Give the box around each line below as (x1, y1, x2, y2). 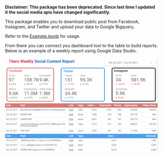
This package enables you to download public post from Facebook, (5, 19, 140, 24)
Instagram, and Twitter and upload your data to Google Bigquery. (5, 24, 135, 30)
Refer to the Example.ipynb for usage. (5, 34, 81, 39)
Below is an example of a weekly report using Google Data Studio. (5, 48, 137, 53)
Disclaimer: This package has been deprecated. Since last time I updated (5, 4, 155, 10)
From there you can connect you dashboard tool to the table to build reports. (5, 43, 158, 48)
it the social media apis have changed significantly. (5, 9, 111, 15)
